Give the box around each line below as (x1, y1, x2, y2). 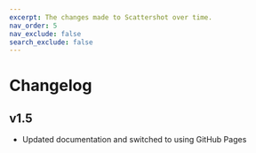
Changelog (9, 76, 92, 96)
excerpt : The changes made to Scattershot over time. (9, 12, 213, 22)
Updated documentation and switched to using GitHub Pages (21, 134, 247, 145)
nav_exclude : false (9, 29, 82, 38)
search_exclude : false (9, 37, 93, 47)
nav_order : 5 (9, 21, 58, 30)
